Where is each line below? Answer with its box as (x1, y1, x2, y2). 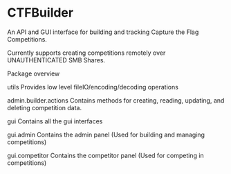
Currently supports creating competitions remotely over (7, 49, 166, 57)
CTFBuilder (7, 5, 74, 21)
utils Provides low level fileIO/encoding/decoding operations (7, 82, 178, 91)
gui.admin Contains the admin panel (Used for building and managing (7, 130, 205, 139)
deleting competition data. (7, 103, 82, 112)
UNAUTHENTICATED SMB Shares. (7, 55, 106, 64)
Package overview (7, 69, 60, 78)
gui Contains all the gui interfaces (7, 116, 103, 125)
